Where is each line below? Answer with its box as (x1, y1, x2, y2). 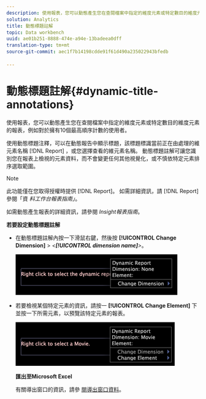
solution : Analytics (6, 16, 59, 23)
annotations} (6, 97, 75, 112)
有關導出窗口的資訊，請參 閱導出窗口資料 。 (15, 386, 124, 393)
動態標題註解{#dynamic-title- (6, 84, 159, 98)
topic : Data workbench (6, 29, 64, 36)
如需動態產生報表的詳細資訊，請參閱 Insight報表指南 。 (6, 208, 143, 215)
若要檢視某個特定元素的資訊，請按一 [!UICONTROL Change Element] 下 (15, 302, 197, 309)
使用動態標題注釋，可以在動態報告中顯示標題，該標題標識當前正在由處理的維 (6, 139, 200, 146)
